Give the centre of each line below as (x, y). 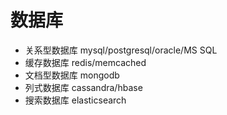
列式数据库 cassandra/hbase (83, 87)
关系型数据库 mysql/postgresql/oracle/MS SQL (121, 50)
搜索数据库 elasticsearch (75, 100)
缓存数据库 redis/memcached (85, 62)
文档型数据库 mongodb (72, 75)
